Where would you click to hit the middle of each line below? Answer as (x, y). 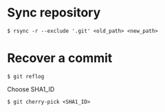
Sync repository (54, 13)
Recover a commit (60, 58)
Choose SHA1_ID (31, 89)
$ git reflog (26, 76)
